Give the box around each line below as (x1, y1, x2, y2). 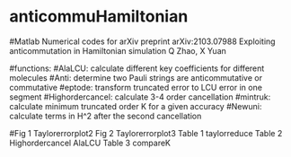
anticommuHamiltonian (9, 6, 189, 27)
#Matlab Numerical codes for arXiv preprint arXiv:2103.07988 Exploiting (9, 36, 276, 47)
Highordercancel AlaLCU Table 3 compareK (9, 137, 171, 148)
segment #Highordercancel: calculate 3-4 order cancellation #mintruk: (9, 92, 271, 102)
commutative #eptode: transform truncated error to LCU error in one (9, 82, 263, 92)
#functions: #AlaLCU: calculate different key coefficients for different (9, 63, 265, 74)
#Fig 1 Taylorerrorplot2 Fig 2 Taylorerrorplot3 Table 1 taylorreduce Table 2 (9, 127, 283, 138)
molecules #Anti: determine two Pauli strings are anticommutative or (9, 72, 263, 83)
